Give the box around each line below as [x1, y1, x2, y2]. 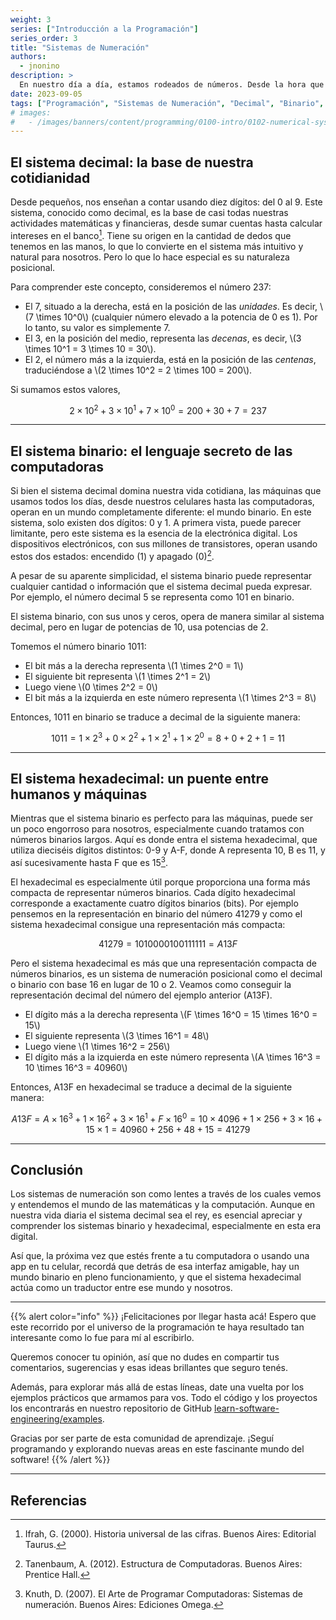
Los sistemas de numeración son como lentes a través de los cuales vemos [10, 1188, 322, 1200]
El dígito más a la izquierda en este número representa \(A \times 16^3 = [24, 1051, 322, 1063]
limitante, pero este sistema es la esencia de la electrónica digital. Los [10, 527, 298, 540]
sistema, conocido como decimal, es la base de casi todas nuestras [10, 207, 289, 219]
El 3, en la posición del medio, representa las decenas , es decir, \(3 [24, 332, 302, 344]
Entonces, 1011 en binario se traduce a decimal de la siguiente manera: [10, 711, 301, 723]
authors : [10, 52, 47, 62]
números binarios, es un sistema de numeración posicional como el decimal [10, 967, 323, 980]
